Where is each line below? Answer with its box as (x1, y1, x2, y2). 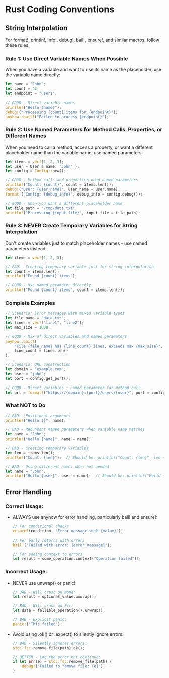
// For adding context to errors (12, 552, 83, 557)
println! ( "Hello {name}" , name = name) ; (5, 437, 92, 442)
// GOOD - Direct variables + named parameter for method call (5, 385, 141, 390)
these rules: (5, 42, 30, 49)
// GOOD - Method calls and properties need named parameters (5, 178, 138, 183)
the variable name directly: (5, 72, 60, 78)
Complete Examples (5, 299, 55, 306)
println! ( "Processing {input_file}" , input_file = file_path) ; (5, 210, 141, 215)
